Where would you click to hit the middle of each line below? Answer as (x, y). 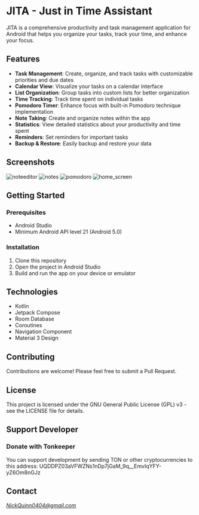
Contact (22, 491)
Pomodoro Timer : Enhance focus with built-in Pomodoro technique (98, 105)
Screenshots (30, 162)
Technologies (32, 292)
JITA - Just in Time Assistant (79, 11)
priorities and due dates (44, 80)
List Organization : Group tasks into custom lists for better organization (102, 92)
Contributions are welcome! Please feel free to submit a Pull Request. (91, 371)
